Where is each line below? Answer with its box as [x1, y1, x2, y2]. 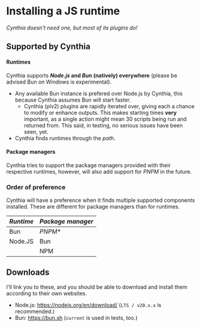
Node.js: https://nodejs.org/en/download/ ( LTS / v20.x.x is [14, 301, 162, 308]
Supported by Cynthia [6, 41, 91, 52]
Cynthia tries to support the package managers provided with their [6, 161, 171, 169]
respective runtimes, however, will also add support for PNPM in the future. [6, 168, 192, 175]
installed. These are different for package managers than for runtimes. [6, 203, 180, 210]
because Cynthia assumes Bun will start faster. [14, 96, 131, 103]
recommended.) [14, 308, 55, 315]
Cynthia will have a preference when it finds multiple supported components [6, 197, 195, 204]
